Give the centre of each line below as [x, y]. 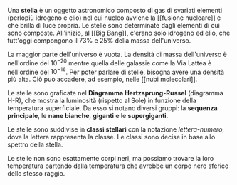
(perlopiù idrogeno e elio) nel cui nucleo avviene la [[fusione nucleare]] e [114, 18]
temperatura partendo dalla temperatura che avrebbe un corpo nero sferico [118, 166]
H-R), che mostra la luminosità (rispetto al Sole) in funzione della [102, 101]
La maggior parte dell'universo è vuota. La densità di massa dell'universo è [117, 54]
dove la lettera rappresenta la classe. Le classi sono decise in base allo [111, 137]
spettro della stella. [35, 144]
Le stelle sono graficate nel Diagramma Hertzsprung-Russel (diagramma [116, 93]
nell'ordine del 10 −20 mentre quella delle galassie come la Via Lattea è [110, 62]
